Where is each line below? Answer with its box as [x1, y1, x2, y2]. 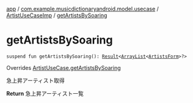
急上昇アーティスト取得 [6, 77, 65, 84]
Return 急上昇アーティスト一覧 [6, 90, 84, 97]
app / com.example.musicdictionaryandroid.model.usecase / [6, 6, 159, 12]
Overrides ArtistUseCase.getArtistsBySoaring [6, 64, 121, 71]
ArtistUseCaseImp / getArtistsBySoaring [6, 12, 107, 19]
